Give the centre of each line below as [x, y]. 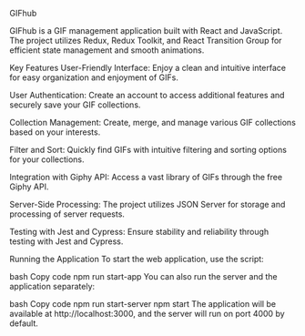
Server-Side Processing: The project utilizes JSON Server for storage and [147, 204]
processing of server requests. [67, 214]
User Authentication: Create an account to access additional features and [147, 95]
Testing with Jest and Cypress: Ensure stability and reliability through [139, 232]
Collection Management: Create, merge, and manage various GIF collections [152, 122]
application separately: [52, 286]
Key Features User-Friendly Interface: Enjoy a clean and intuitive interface [148, 68]
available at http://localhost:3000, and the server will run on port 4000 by [147, 314]
